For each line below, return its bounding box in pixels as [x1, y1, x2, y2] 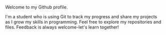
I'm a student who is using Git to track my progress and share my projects [5, 14, 157, 19]
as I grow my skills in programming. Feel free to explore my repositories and [5, 19, 161, 25]
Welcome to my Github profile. [5, 4, 68, 10]
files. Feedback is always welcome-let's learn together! [5, 24, 119, 30]
